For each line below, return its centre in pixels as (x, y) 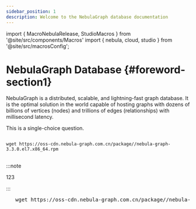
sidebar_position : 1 (31, 11)
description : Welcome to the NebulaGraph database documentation (87, 17)
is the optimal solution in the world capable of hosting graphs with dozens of (98, 104)
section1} (29, 82)
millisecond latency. (30, 117)
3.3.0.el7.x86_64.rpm (32, 149)
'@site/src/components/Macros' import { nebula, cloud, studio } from (89, 40)
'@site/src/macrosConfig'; (38, 46)
